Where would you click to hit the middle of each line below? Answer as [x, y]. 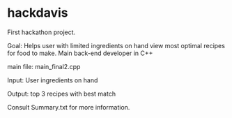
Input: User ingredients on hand [53, 80]
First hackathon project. [41, 32]
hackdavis [38, 13]
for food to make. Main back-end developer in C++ [80, 53]
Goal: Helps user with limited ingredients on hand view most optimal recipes [116, 45]
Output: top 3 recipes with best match [62, 94]
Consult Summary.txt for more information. [69, 107]
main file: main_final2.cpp [44, 66]
